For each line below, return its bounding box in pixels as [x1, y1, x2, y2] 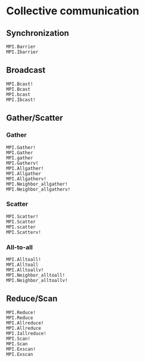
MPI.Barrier [6, 44, 36, 50]
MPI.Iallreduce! [6, 330, 47, 336]
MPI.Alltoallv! [6, 267, 44, 273]
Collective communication [6, 4, 140, 18]
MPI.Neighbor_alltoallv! [6, 278, 68, 284]
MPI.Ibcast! [6, 97, 36, 103]
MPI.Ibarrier [6, 49, 39, 55]
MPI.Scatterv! [6, 229, 42, 235]
